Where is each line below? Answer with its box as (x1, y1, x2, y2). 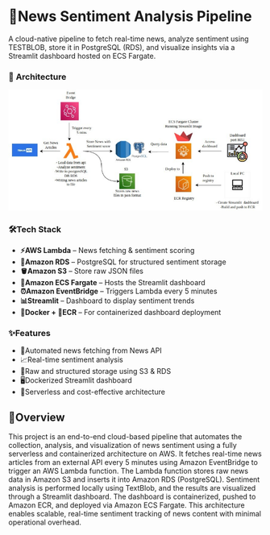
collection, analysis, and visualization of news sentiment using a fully (8, 441, 238, 450)
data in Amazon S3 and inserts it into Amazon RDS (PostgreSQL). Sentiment (8, 475, 260, 484)
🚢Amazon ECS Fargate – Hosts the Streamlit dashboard (19, 277, 206, 287)
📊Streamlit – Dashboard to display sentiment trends (19, 296, 195, 305)
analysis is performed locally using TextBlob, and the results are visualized (8, 483, 256, 493)
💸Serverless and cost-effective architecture (19, 387, 165, 397)
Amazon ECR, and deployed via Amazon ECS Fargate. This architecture (8, 500, 245, 510)
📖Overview (8, 410, 65, 424)
